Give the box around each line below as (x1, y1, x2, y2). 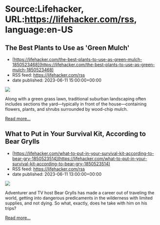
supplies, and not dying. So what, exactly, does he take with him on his (5, 200, 147, 206)
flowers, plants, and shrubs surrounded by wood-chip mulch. (5, 106, 128, 112)
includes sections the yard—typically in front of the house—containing (5, 101, 147, 107)
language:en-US (5, 24, 73, 35)
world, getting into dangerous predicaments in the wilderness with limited (5, 195, 153, 201)
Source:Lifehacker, (5, 3, 84, 15)
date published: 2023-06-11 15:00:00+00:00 (12, 77, 101, 83)
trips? (5, 205, 17, 211)
